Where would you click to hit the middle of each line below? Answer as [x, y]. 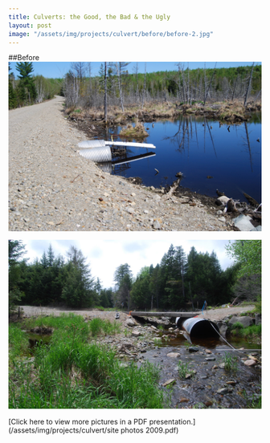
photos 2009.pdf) [149, 430]
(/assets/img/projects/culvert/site [63, 430]
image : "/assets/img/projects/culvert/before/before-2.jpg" [111, 34]
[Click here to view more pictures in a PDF [78, 421]
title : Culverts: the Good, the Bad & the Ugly [90, 17]
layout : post [30, 25]
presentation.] [172, 421]
